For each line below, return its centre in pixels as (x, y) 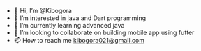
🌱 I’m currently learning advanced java (69, 25)
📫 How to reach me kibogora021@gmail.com (79, 40)
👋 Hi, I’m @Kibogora (43, 11)
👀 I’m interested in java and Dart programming (80, 18)
